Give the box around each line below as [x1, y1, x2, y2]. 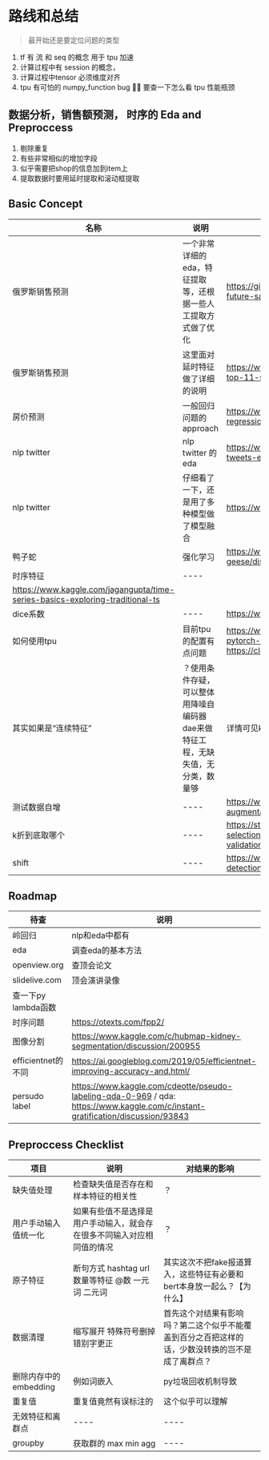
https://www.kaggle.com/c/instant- [71, 1100, 206, 1112]
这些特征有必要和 [179, 1269, 244, 1280]
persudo [12, 1091, 44, 1102]
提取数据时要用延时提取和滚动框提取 [19, 173, 140, 183]
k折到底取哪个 [12, 830, 66, 841]
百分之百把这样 [179, 1332, 236, 1343]
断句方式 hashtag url [73, 1263, 150, 1274]
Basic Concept [8, 197, 83, 211]
